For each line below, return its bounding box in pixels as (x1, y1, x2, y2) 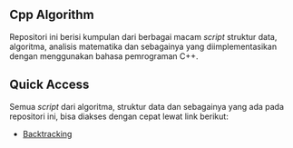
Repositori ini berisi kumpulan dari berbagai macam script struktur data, (9, 31, 278, 42)
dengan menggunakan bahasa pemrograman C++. (9, 50, 199, 62)
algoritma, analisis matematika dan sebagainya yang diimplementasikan (9, 41, 278, 52)
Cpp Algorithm (9, 7, 94, 23)
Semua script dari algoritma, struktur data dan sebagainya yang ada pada (9, 101, 284, 112)
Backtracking (22, 128, 73, 139)
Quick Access (9, 77, 90, 93)
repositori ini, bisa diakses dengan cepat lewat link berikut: (9, 111, 229, 122)
